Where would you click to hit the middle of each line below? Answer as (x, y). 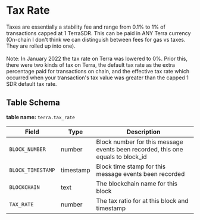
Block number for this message (140, 142)
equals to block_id (121, 157)
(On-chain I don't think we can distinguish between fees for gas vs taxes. (96, 39)
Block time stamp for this (131, 166)
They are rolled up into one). (41, 46)
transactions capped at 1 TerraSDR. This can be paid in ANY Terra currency (99, 33)
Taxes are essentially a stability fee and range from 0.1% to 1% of (86, 27)
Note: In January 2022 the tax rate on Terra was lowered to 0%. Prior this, (97, 58)
